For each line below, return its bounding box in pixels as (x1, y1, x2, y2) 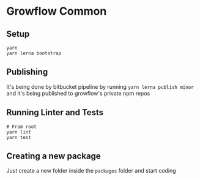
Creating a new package (6, 151, 101, 162)
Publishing (6, 67, 48, 77)
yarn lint (6, 129, 32, 135)
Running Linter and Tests (6, 107, 104, 118)
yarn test (6, 134, 32, 140)
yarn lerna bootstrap (6, 50, 62, 56)
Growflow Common (6, 4, 107, 18)
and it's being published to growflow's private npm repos (6, 89, 150, 97)
